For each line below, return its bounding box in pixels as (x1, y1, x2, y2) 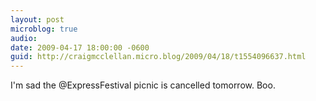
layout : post (10, 14, 65, 25)
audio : (10, 33, 38, 43)
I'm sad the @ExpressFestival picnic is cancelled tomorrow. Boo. (10, 79, 276, 91)
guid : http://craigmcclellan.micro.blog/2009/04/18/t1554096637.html (10, 52, 307, 62)
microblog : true (10, 24, 78, 34)
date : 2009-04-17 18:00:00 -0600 (10, 42, 150, 53)
